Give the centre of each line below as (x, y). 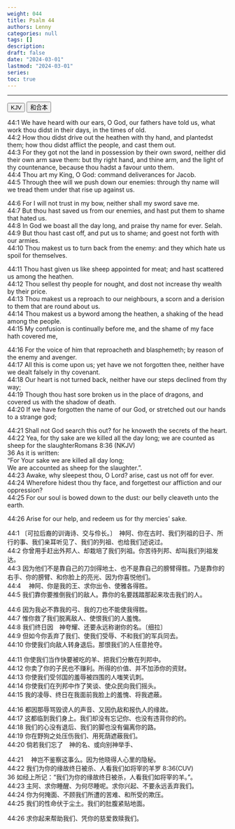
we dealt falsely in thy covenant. (54, 372)
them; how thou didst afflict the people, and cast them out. (92, 145)
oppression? (25, 490)
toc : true (22, 79)
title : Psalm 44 (31, 20)
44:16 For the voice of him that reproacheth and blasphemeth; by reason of (115, 350)
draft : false (26, 53)
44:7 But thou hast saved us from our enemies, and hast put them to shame (116, 211)
